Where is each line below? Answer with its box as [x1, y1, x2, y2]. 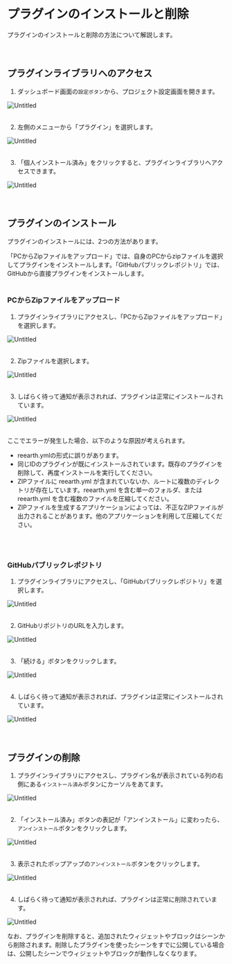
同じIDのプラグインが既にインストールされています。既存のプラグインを [17, 459, 223, 468]
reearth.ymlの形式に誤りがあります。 [17, 451, 123, 459]
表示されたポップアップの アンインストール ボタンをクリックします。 [17, 859, 204, 868]
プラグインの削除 [7, 751, 80, 763]
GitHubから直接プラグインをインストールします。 [7, 269, 148, 277]
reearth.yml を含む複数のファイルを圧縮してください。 [17, 494, 173, 502]
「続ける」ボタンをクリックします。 [17, 657, 121, 665]
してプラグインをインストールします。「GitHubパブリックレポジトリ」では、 [7, 261, 224, 269]
